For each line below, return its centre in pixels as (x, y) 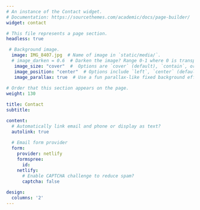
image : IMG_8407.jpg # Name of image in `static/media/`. (86, 55)
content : (17, 120)
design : (16, 192)
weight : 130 (21, 94)
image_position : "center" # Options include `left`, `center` (94, 72)
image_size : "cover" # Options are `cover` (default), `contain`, (101, 66)
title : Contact (25, 104)
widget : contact (26, 23)
